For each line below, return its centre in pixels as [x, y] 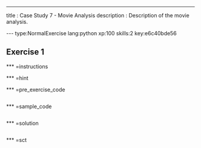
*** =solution [22, 123]
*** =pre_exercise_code [36, 90]
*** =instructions [27, 66]
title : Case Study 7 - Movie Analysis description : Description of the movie [98, 15]
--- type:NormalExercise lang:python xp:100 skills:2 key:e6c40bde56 [92, 33]
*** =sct [16, 140]
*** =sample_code [29, 106]
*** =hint [17, 78]
